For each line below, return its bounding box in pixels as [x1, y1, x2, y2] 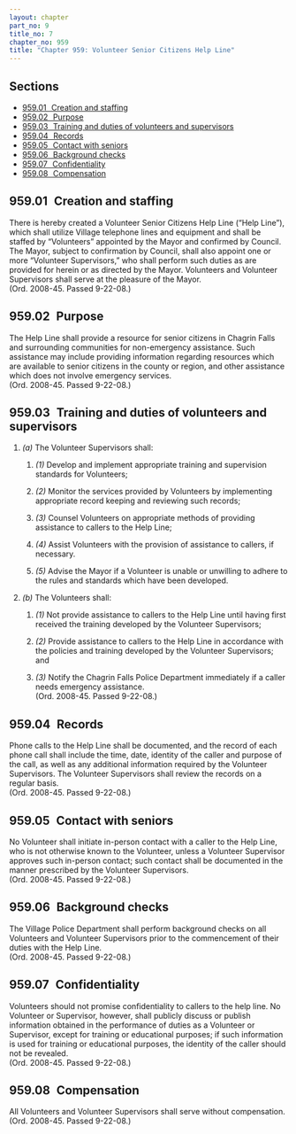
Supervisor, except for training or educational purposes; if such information [9, 1029, 284, 1039]
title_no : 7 [9, 29, 53, 38]
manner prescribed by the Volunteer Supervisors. [9, 865, 189, 875]
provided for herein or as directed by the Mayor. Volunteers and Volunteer [9, 264, 278, 275]
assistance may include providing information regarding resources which [9, 351, 275, 361]
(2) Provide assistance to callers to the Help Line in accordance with [34, 636, 285, 647]
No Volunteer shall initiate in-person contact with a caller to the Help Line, [9, 836, 278, 847]
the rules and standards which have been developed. [34, 575, 229, 586]
